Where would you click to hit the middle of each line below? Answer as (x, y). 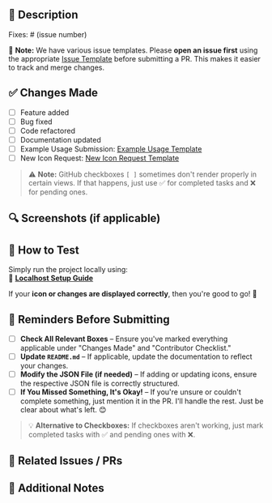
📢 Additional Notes (56, 488)
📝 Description (43, 15)
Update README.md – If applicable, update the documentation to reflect (136, 356)
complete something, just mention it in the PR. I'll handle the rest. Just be (142, 401)
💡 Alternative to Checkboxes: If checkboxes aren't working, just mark (146, 425)
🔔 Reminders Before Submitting (89, 320)
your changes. (44, 366)
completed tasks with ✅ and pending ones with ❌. (112, 435)
